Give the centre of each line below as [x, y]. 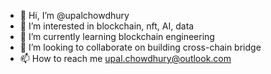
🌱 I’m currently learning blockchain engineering [117, 36]
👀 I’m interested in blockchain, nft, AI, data [107, 26]
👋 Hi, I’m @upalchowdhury [74, 15]
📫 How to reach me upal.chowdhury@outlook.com [125, 58]
